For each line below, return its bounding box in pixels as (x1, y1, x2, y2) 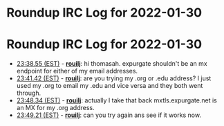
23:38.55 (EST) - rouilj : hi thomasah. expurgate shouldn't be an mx (16, 60, 208, 68)
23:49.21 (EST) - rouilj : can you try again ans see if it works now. (16, 111, 202, 119)
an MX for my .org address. (16, 104, 95, 112)
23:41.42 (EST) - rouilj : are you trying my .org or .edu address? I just (16, 74, 212, 82)
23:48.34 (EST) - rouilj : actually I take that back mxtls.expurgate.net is (16, 96, 217, 105)
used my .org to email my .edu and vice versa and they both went (16, 82, 203, 90)
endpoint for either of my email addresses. (16, 67, 138, 75)
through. (16, 89, 41, 98)
